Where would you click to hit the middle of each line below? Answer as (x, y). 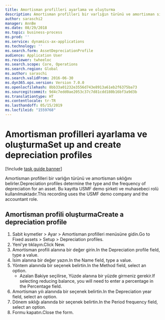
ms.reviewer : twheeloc (28, 60)
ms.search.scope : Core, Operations (41, 64)
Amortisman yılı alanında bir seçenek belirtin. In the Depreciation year (82, 291)
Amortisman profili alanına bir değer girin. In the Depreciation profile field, (86, 250)
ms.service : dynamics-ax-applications (45, 42)
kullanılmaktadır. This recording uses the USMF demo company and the (77, 194)
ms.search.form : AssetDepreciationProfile (49, 51)
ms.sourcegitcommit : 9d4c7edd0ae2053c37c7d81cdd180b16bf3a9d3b (71, 92)
